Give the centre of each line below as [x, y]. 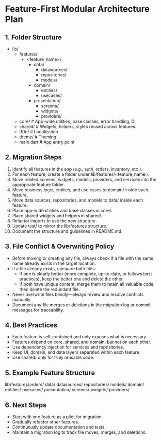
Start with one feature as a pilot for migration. [57, 417]
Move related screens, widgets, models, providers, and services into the [84, 179]
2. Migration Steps [33, 157]
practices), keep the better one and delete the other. [72, 279]
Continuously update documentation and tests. [59, 427]
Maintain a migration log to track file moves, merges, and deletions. [79, 432]
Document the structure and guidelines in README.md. [67, 231]
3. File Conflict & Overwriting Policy [60, 247]
